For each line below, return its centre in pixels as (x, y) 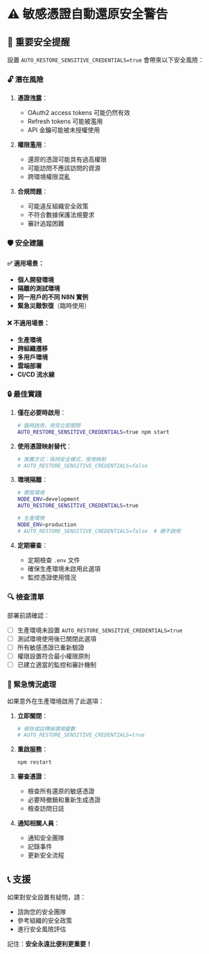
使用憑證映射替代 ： (45, 446)
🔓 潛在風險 (25, 79)
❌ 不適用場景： (28, 323)
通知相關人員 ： (38, 823)
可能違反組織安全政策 (58, 206)
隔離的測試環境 (38, 289)
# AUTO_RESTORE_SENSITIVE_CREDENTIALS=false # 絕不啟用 (99, 531)
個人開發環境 (35, 280)
